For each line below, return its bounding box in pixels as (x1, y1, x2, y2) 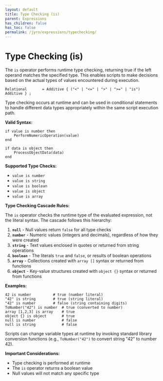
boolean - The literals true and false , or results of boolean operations (12, 252, 152, 259)
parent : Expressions (5, 16, 47, 21)
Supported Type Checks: (5, 163, 57, 169)
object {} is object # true (5, 313, 75, 319)
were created (12, 237, 39, 243)
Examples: (5, 282, 27, 288)
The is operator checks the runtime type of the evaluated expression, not (5, 212, 152, 218)
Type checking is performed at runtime (12, 360, 91, 366)
